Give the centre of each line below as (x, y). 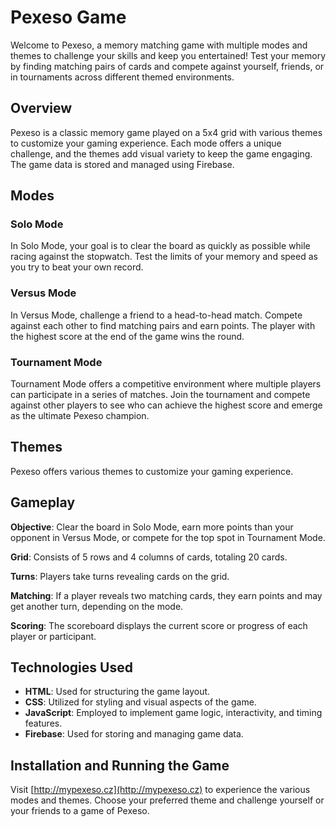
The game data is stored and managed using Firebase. (122, 164)
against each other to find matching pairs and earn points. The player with (163, 325)
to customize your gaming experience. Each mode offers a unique (146, 143)
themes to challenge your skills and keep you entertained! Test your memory (168, 55)
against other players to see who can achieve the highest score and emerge (166, 405)
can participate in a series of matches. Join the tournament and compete (160, 395)
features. (43, 723)
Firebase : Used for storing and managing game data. (134, 734)
